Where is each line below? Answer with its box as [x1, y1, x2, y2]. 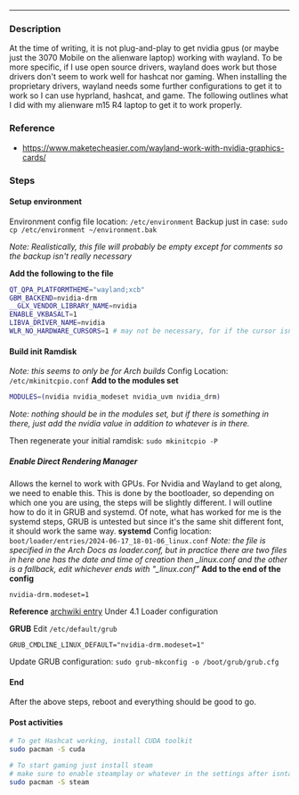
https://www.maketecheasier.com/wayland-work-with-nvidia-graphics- [21, 142, 285, 153]
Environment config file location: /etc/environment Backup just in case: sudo [9, 216, 288, 227]
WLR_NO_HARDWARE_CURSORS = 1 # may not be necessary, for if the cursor [9, 327, 277, 335]
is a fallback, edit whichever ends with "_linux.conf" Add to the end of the [9, 564, 281, 575]
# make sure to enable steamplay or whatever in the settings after [9, 769, 269, 779]
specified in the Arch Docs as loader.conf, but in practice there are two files [9, 545, 287, 556]
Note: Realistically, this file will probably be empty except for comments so [9, 241, 283, 252]
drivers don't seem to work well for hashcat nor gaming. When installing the [9, 71, 287, 82]
